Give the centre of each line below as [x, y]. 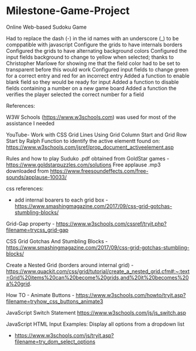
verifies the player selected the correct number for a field [75, 94]
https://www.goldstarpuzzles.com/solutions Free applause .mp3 [83, 165]
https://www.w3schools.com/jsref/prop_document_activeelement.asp [90, 147]
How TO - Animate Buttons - [40, 295]
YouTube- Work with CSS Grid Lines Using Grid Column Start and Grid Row [97, 134]
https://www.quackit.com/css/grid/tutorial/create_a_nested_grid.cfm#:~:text [98, 271]
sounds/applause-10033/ [37, 177]
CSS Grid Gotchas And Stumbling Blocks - [57, 241]
